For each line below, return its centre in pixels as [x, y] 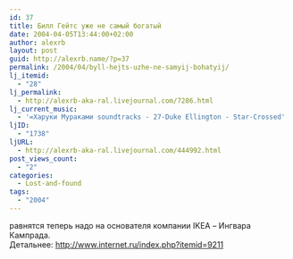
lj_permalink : [36, 92]
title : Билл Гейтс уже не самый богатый [86, 26]
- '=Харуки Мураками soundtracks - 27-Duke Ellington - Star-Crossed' [151, 117]
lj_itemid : [29, 76]
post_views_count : [43, 159]
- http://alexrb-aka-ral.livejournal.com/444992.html [119, 150]
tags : [19, 192]
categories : [31, 175]
